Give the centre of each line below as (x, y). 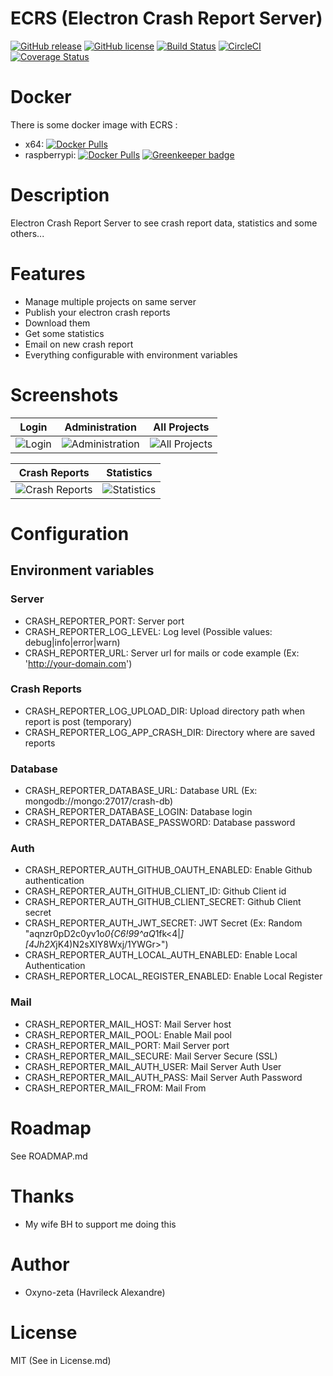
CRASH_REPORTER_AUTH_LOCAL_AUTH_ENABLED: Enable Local (161, 955)
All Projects (181, 427)
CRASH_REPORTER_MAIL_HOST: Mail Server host (128, 1024)
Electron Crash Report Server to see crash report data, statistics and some (164, 223)
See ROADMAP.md (49, 1156)
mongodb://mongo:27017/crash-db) (98, 801)
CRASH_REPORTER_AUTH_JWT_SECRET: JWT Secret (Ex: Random (163, 923)
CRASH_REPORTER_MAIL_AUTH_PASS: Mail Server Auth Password (163, 1077)
